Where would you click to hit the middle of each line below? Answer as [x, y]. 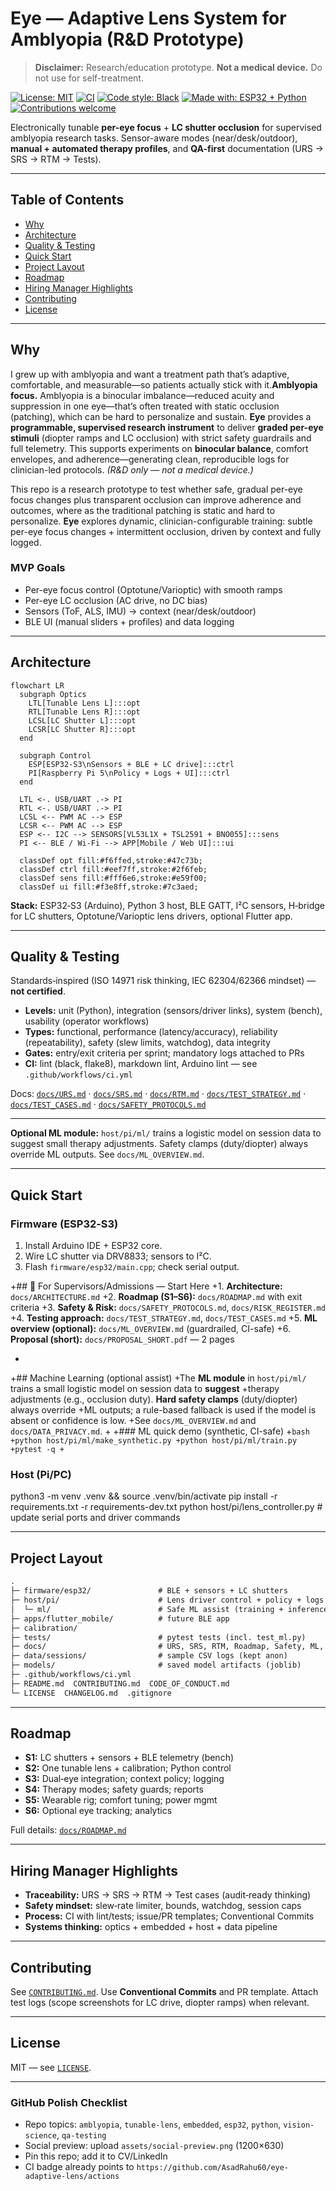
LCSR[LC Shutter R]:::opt [82, 729]
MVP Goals [38, 568]
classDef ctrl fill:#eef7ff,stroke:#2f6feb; [113, 869]
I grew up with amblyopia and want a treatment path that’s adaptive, [150, 374]
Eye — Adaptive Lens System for [148, 18]
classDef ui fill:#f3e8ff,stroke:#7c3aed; [109, 887]
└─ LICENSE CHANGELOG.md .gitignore [91, 1693]
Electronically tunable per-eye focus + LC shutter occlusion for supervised [166, 127]
